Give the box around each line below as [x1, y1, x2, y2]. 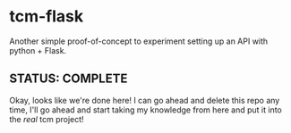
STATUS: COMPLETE [9, 71, 128, 87]
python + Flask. [9, 45, 67, 55]
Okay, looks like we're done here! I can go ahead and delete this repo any [9, 95, 280, 105]
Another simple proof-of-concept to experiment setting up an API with [9, 36, 269, 46]
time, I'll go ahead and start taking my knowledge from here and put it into [9, 104, 282, 115]
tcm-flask [9, 6, 84, 27]
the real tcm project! [9, 113, 84, 124]
